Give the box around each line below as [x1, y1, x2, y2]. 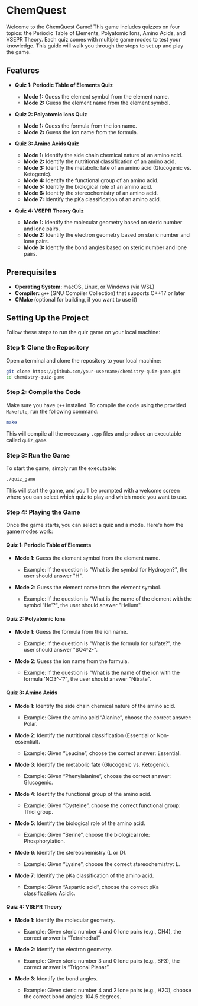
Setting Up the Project [6, 313, 89, 323]
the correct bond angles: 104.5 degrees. [23, 992, 121, 1000]
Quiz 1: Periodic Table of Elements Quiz [14, 81, 113, 88]
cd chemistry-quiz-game [6, 374, 65, 380]
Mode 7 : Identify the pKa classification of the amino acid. [14, 872, 154, 879]
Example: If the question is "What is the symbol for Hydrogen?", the [23, 566, 188, 573]
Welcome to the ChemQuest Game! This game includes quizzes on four [6, 23, 180, 30]
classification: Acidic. [23, 890, 76, 897]
